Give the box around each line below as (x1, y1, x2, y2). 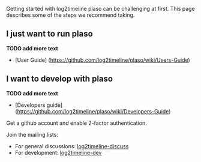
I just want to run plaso (6, 29, 93, 39)
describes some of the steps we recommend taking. (6, 11, 135, 19)
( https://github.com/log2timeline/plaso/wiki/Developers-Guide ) (14, 107, 171, 115)
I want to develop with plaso (6, 74, 113, 84)
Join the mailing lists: (6, 131, 59, 138)
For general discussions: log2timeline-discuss (14, 142, 129, 149)
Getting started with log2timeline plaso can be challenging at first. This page (6, 5, 195, 12)
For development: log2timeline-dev (14, 149, 102, 156)
